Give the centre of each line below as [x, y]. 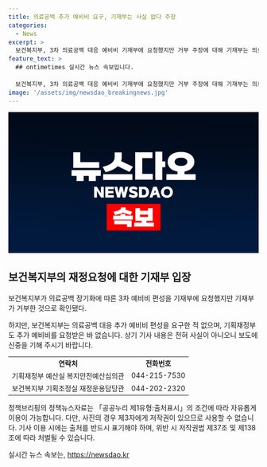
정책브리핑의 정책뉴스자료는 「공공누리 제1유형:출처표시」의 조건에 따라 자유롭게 [132, 407]
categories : [28, 25]
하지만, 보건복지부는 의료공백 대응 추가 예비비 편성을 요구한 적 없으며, [115, 325]
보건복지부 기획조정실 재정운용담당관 [68, 389]
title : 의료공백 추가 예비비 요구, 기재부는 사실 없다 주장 [92, 17]
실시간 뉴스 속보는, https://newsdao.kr [69, 454]
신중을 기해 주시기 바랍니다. [51, 345]
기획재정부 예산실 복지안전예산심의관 [68, 375]
